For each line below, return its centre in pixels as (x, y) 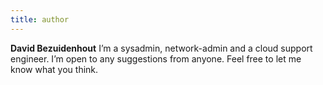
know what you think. (54, 69)
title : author (40, 19)
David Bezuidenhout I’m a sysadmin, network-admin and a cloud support (161, 48)
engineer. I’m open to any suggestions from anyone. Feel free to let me (156, 58)
